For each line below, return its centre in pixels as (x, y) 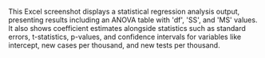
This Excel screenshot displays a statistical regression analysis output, (124, 12)
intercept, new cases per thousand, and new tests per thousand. (115, 45)
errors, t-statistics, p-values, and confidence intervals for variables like (125, 37)
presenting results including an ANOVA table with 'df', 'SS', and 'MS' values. (133, 20)
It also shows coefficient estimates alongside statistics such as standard (127, 28)
